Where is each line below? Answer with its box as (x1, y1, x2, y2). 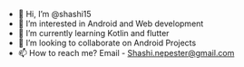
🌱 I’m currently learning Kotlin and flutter (17, 28, 170, 38)
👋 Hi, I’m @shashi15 (17, 9, 93, 19)
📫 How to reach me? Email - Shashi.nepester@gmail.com (17, 48, 235, 58)
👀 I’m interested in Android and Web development (17, 18, 204, 29)
